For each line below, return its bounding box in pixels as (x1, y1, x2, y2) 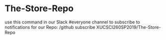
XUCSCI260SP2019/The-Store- (96, 24, 161, 30)
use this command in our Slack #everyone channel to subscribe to (4, 19, 140, 25)
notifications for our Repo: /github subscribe (4, 24, 95, 30)
